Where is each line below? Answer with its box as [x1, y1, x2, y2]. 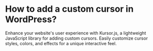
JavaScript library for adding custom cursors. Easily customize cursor [5, 35, 148, 41]
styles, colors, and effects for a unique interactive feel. [5, 40, 117, 46]
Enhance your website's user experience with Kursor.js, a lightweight [5, 30, 147, 36]
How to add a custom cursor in [5, 3, 134, 15]
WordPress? [5, 14, 57, 25]
